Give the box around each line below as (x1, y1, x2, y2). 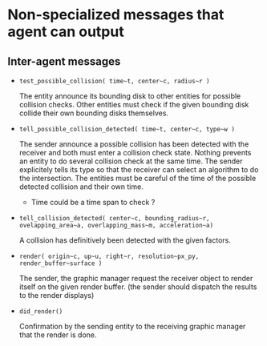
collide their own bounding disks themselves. (18, 108, 169, 118)
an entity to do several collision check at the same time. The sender (18, 156, 243, 166)
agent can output (7, 22, 125, 41)
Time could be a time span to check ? (30, 198, 156, 207)
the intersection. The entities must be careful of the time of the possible (18, 174, 257, 183)
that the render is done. (18, 330, 97, 340)
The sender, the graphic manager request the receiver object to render (18, 274, 253, 283)
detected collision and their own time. (18, 182, 144, 191)
